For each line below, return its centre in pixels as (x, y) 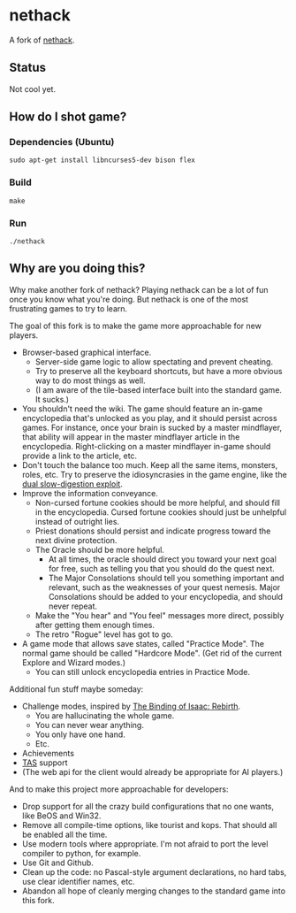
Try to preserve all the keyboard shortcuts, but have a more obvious (159, 371)
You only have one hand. (80, 734)
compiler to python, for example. (81, 853)
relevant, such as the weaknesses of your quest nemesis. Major (164, 587)
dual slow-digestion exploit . (72, 484)
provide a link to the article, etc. (80, 456)
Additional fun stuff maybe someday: (76, 689)
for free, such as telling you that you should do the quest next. (162, 568)
